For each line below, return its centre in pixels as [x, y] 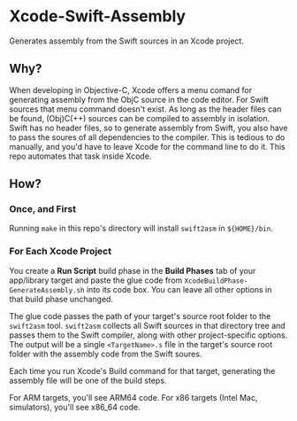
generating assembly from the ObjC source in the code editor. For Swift [139, 99]
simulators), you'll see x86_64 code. [75, 407]
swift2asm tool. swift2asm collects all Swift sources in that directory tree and [147, 325]
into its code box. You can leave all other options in [179, 289]
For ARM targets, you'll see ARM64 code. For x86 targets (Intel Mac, [133, 397]
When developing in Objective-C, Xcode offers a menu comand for [131, 90]
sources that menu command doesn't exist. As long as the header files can [145, 109]
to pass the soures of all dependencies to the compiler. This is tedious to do [147, 137]
